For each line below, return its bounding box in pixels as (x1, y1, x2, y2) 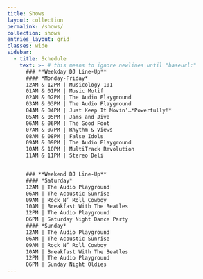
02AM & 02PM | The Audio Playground (25, 94, 132, 101)
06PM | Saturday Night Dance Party (25, 216, 129, 223)
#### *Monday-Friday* (25, 74, 89, 82)
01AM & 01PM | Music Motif (25, 87, 104, 94)
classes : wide (7, 42, 48, 49)
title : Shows (7, 10, 45, 17)
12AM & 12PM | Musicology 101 (25, 81, 113, 88)
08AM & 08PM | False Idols (25, 133, 104, 139)
